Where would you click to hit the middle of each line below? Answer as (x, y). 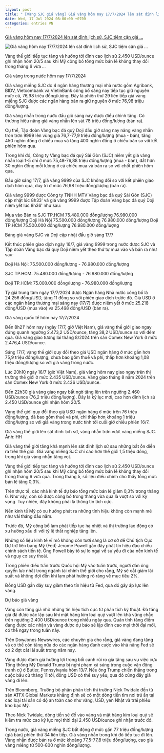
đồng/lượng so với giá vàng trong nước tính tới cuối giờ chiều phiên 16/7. (77, 422)
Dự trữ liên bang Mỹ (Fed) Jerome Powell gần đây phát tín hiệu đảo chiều (79, 546)
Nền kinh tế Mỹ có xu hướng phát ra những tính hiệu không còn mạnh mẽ (79, 511)
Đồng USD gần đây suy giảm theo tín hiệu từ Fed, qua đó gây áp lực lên (77, 585)
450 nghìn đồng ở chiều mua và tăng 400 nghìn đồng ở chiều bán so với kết (81, 141)
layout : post (18, 10)
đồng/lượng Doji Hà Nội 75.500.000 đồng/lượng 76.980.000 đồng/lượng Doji (82, 220)
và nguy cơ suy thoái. (27, 556)
